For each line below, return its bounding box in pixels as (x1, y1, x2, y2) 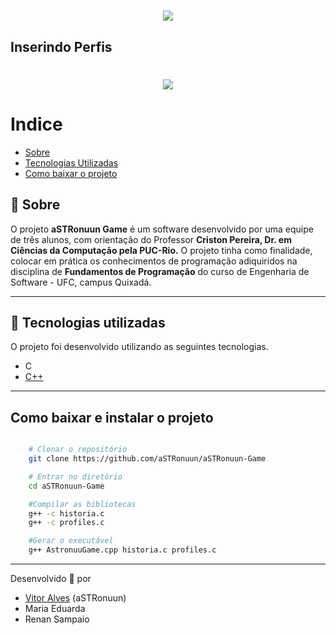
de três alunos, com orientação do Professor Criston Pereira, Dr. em (10, 233, 292, 245)
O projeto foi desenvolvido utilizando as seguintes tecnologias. (10, 341, 269, 353)
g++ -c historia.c (28, 508, 105, 519)
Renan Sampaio (24, 613, 90, 625)
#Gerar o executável (28, 536, 114, 546)
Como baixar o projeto (24, 167, 118, 179)
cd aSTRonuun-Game (28, 481, 105, 491)
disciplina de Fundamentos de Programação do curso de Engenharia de (10, 265, 310, 277)
